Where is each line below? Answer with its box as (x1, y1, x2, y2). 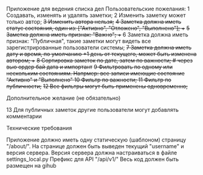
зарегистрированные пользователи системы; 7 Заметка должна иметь (6, 44, 192, 51)
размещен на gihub (6, 162, 57, 169)
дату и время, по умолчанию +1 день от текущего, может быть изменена (6, 50, 197, 57)
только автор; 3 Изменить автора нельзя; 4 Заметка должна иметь (6, 18, 181, 25)
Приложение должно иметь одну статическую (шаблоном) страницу (6, 136, 187, 143)
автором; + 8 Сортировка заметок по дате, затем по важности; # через (6, 57, 193, 64)
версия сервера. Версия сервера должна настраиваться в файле (6, 149, 177, 156)
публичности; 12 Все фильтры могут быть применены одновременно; (6, 83, 188, 90)
